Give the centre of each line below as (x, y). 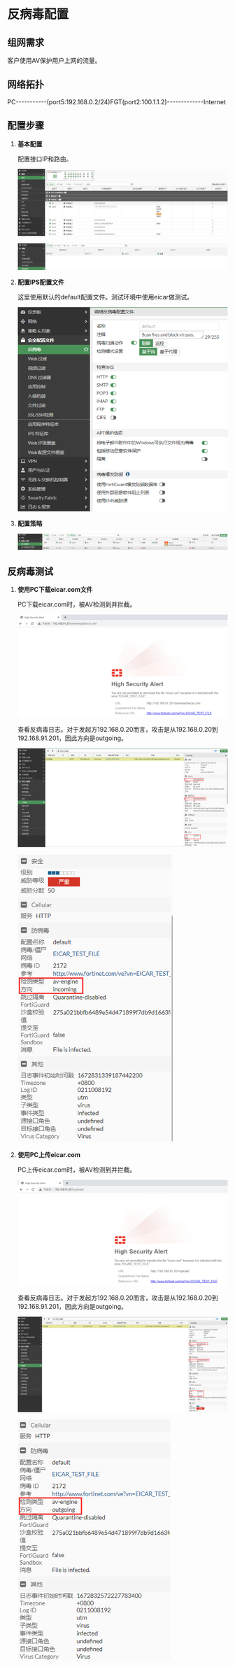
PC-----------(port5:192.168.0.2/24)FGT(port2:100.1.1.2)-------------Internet (116, 101)
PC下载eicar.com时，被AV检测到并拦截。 (77, 604)
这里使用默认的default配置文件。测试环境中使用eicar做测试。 (105, 297)
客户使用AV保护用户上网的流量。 (54, 61)
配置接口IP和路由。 (45, 159)
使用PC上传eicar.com (49, 1155)
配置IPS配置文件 (41, 282)
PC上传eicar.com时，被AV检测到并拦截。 (77, 1170)
